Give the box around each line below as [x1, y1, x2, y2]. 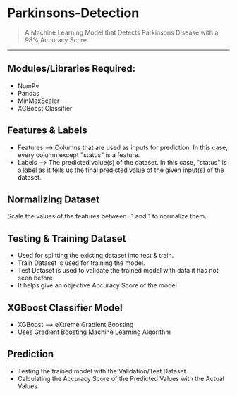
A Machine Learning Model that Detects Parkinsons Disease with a [24, 28, 219, 37]
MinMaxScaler [17, 97, 60, 105]
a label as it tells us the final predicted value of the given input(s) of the [17, 166, 224, 174]
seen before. [17, 273, 55, 283]
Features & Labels [7, 125, 88, 137]
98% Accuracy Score [24, 35, 87, 44]
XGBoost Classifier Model [7, 302, 123, 314]
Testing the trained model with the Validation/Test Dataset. [17, 366, 188, 375]
